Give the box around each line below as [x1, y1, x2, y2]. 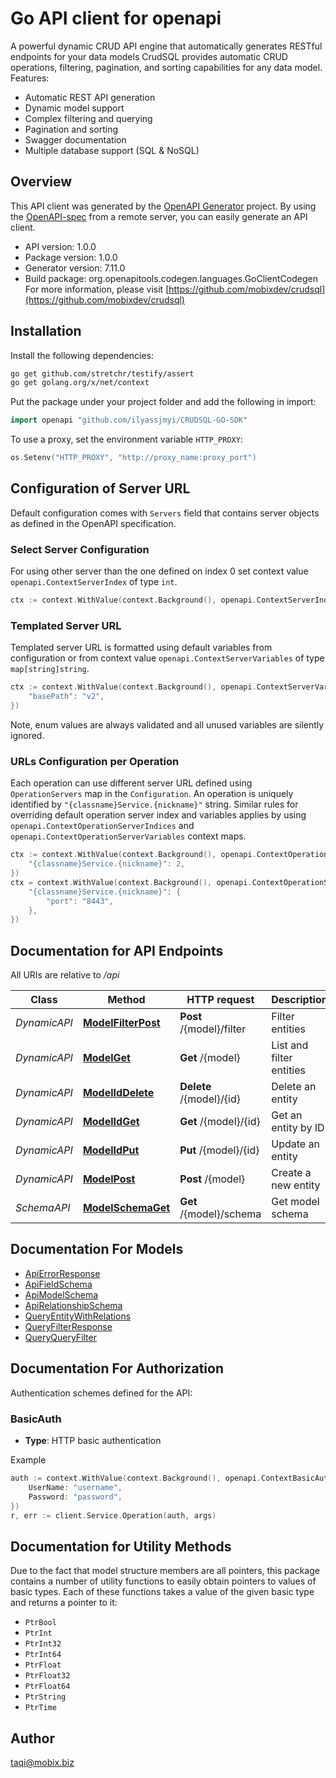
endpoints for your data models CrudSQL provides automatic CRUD [10, 50, 288, 62]
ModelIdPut [82, 1143, 140, 1157]
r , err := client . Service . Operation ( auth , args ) [10, 1510, 217, 1521]
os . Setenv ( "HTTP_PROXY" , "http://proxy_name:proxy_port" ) [10, 453, 257, 463]
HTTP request [186, 993, 255, 1007]
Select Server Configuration [10, 542, 150, 556]
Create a [271, 1166, 312, 1180]
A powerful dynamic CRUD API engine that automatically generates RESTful [10, 40, 323, 52]
